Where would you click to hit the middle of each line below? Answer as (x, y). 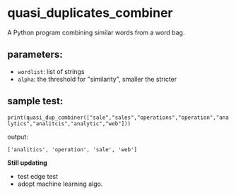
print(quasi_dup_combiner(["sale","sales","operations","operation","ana (118, 118)
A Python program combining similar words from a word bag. (96, 32)
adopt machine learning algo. (60, 184)
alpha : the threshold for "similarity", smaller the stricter (97, 79)
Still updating (27, 163)
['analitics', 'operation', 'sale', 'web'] (72, 149)
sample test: (35, 101)
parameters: (35, 55)
